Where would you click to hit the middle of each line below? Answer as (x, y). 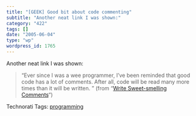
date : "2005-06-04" (31, 35)
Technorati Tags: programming (45, 106)
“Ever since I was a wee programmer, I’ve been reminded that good (106, 75)
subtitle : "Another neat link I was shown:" (64, 18)
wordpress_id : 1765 (31, 46)
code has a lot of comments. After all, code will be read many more (105, 82)
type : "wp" (20, 40)
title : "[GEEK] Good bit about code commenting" (69, 12)
